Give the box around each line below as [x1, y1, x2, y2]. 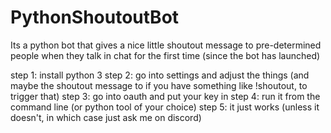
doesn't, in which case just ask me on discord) [10, 111, 202, 123]
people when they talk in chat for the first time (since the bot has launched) [10, 49, 321, 61]
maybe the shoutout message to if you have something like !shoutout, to [10, 79, 308, 91]
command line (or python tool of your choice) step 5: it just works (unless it [10, 101, 320, 113]
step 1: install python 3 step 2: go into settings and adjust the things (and [10, 69, 310, 81]
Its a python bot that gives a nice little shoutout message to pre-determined [10, 39, 322, 51]
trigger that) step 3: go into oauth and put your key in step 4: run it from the [10, 90, 321, 102]
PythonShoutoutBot [10, 6, 180, 29]
